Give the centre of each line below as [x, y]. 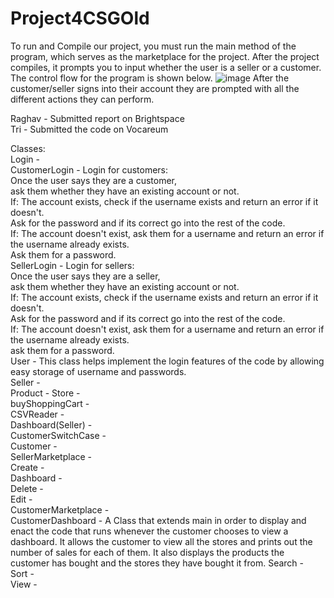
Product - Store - [45, 393]
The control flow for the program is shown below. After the [150, 78]
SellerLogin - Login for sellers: [72, 265]
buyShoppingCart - [50, 403]
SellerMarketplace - [51, 456]
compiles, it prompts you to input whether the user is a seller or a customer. [166, 67]
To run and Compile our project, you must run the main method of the [153, 46]
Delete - [27, 488]
